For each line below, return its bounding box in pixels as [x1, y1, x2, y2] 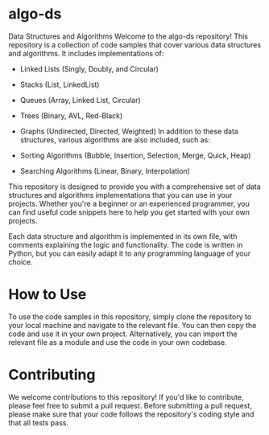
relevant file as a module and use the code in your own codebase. [8, 337, 227, 347]
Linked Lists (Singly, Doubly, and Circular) [19, 64, 159, 73]
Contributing [8, 366, 96, 384]
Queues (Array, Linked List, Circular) [19, 95, 141, 105]
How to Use [8, 285, 87, 304]
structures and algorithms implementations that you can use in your [8, 190, 233, 199]
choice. [8, 256, 34, 266]
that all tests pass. [8, 417, 68, 427]
